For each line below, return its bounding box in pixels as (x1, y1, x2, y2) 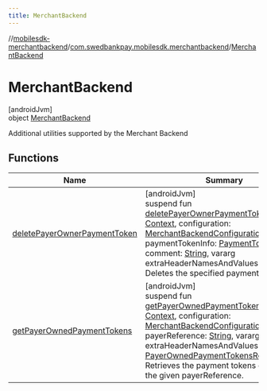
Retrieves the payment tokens (145, 360, 257, 371)
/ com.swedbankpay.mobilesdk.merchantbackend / (67, 41, 232, 52)
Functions (8, 151, 60, 165)
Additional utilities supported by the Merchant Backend (8, 128, 188, 137)
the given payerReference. (145, 370, 244, 381)
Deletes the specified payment (145, 268, 260, 279)
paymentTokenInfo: (145, 238, 217, 249)
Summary (205, 175, 244, 186)
